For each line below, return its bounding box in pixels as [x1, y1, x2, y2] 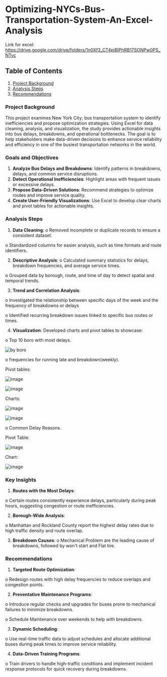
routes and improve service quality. [12, 192, 86, 198]
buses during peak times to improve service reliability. [5, 641, 117, 647]
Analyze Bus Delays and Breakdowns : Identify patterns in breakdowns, [12, 165, 162, 172]
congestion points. [5, 582, 44, 588]
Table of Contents [5, 67, 63, 75]
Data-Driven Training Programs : [12, 651, 81, 657]
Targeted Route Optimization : [12, 567, 75, 573]
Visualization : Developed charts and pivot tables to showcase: [12, 327, 143, 333]
